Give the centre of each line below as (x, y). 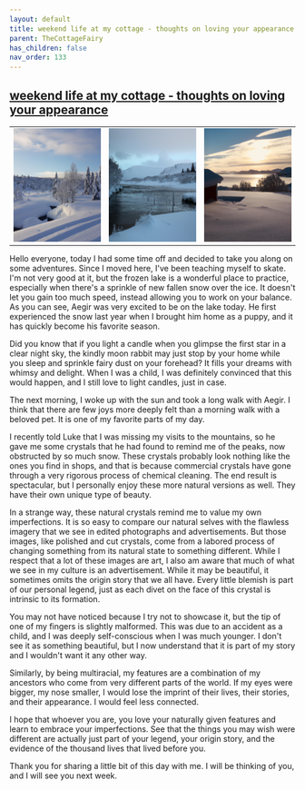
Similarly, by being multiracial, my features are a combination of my (135, 673)
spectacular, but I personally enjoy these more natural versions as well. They (152, 485)
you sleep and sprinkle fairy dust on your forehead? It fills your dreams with (151, 363)
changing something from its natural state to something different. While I (145, 551)
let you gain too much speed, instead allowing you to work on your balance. (151, 297)
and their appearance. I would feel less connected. (104, 702)
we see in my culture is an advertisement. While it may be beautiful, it (139, 570)
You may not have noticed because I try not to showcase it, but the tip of (145, 617)
